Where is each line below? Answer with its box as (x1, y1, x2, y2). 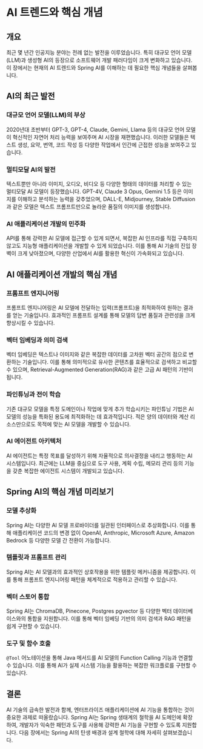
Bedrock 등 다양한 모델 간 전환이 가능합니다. (6, 536, 111, 544)
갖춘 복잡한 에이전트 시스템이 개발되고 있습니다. (12, 467, 125, 474)
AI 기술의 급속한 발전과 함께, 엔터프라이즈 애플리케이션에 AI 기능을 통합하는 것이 (6, 706, 195, 714)
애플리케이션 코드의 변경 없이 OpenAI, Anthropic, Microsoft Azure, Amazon (12, 529, 195, 536)
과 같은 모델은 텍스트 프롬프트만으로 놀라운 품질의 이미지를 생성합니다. (6, 203, 171, 210)
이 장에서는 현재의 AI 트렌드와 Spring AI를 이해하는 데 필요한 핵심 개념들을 (6, 64, 182, 71)
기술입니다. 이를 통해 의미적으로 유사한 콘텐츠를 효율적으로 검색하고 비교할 (22, 358, 198, 366)
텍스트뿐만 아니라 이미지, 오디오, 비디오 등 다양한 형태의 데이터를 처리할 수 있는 (6, 180, 192, 187)
